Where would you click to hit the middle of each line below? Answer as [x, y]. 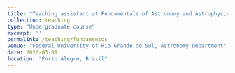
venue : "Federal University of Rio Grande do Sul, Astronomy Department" [117, 46]
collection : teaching [39, 20]
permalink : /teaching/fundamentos [58, 40]
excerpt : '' [24, 33]
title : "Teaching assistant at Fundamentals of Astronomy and [100, 14]
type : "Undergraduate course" [51, 26]
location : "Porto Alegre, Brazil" [58, 59]
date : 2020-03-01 [33, 53]
